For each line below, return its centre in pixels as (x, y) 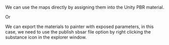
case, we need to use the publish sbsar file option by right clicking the (78, 32)
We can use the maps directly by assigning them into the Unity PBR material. (85, 7)
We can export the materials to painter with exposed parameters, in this (79, 26)
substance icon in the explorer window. (46, 37)
